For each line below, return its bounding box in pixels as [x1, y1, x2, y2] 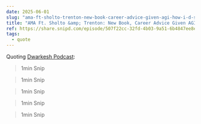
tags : [6, 31, 20, 37]
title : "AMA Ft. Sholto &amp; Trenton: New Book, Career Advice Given [6, 20, 186, 26]
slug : [6, 14, 20, 20]
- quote [11, 37, 31, 43]
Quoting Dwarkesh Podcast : [6, 53, 76, 60]
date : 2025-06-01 [6, 8, 50, 15]
